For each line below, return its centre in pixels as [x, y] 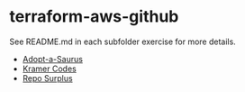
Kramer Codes [49, 69]
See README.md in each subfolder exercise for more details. [122, 41]
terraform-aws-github [94, 17]
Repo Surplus [48, 78]
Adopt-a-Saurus [53, 59]
